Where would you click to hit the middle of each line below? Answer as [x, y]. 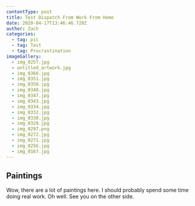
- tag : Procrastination [41, 51]
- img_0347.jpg [31, 95]
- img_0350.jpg [31, 85]
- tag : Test [27, 46]
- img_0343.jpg [31, 101]
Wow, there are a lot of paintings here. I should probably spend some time [97, 190]
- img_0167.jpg [31, 151]
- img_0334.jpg [31, 107]
